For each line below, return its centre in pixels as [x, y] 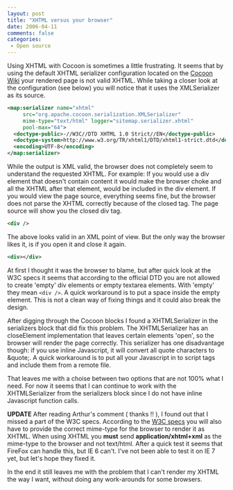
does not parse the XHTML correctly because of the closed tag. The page [113, 203]
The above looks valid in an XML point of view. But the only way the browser [116, 236]
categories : [24, 40]
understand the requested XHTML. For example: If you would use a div [108, 174]
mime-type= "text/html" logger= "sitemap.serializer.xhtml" [108, 121]
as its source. [26, 95]
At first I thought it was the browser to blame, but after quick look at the [109, 270]
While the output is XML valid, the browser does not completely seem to [110, 166]
